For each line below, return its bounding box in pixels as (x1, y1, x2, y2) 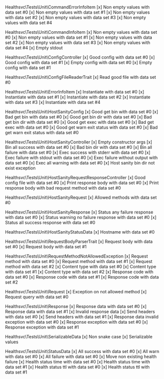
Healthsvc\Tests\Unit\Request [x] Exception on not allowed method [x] (5, 289, 147, 294)
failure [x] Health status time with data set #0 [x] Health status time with (5, 359, 150, 364)
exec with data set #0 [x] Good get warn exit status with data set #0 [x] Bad (5, 124, 158, 130)
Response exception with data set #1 (5, 324, 79, 330)
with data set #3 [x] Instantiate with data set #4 (5, 99, 100, 105)
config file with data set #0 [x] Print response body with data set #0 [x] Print (5, 180, 159, 186)
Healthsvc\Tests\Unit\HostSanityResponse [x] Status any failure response (5, 209, 153, 215)
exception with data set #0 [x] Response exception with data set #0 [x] (5, 319, 148, 325)
